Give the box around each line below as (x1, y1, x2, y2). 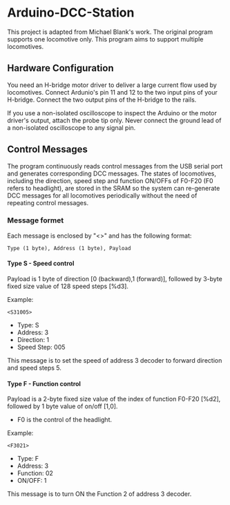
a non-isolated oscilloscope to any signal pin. (7, 123, 136, 132)
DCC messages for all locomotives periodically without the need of (7, 191, 198, 200)
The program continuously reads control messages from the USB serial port (7, 162, 223, 170)
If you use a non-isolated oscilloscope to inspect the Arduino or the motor (7, 108, 218, 117)
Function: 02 (17, 469, 54, 477)
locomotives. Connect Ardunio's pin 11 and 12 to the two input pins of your (7, 88, 218, 96)
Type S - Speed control (7, 259, 75, 267)
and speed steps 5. (7, 364, 62, 372)
